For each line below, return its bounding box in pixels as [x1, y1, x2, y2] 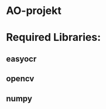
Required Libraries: [6, 31, 101, 44]
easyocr [6, 54, 37, 64]
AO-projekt [6, 4, 61, 17]
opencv [6, 74, 35, 84]
